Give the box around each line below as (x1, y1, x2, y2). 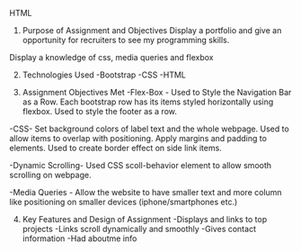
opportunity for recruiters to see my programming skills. (22, 35, 230, 45)
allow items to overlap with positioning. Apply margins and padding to (9, 133, 268, 143)
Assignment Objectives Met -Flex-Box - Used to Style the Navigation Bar (22, 87, 292, 97)
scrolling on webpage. (9, 170, 92, 180)
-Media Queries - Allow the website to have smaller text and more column (9, 187, 282, 197)
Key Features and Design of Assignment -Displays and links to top (22, 214, 268, 224)
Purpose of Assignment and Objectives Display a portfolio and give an (22, 25, 282, 35)
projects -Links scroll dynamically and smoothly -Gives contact (22, 224, 256, 234)
